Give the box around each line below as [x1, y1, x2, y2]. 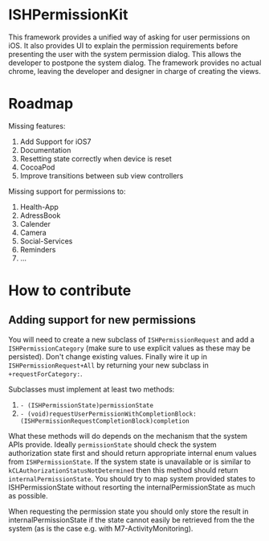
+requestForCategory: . [8, 368, 83, 379]
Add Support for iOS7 [19, 137, 92, 146]
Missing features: [8, 121, 66, 130]
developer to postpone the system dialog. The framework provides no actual [8, 58, 262, 68]
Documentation [19, 145, 71, 154]
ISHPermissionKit [8, 6, 128, 24]
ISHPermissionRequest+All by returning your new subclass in [8, 360, 209, 370]
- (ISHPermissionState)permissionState [19, 401, 154, 409]
